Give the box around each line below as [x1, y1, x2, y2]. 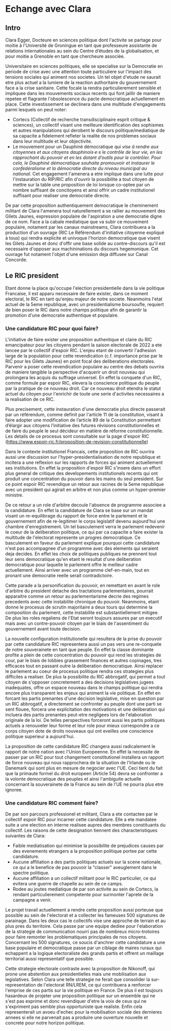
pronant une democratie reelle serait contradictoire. [5, 573, 113, 579]
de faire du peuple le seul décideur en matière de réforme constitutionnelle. [5, 428, 164, 434]
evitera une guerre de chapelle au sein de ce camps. [12, 881, 123, 887]
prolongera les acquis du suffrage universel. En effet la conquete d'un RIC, [5, 374, 162, 381]
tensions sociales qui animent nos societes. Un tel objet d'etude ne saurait [5, 74, 161, 80]
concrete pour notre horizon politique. [5, 1020, 85, 1026]
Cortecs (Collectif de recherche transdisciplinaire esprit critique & [12, 116, 151, 123]
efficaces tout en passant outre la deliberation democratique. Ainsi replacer [5, 663, 164, 669]
